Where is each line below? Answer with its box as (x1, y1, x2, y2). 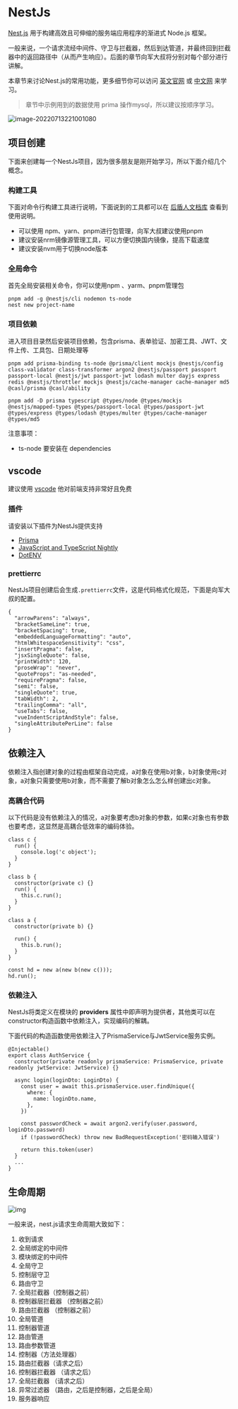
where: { (26, 1089, 53, 1096)
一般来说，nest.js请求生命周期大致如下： (8, 1220, 126, 1228)
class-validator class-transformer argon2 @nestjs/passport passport (8, 366, 218, 373)
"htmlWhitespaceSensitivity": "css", (14, 639, 126, 647)
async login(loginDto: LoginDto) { (14, 1077, 119, 1084)
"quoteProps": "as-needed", (14, 670, 97, 678)
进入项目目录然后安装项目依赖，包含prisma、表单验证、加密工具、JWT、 (8, 337, 221, 345)
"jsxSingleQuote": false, (14, 652, 91, 659)
